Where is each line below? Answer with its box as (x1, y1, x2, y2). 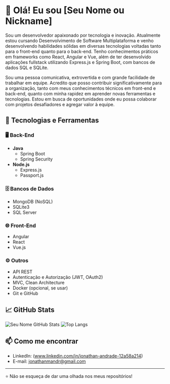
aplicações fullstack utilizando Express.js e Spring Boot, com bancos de (5, 59, 155, 65)
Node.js (12, 161, 30, 167)
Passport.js (20, 172, 44, 178)
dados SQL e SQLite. (5, 65, 49, 71)
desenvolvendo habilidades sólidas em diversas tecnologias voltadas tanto (5, 43, 161, 49)
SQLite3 (12, 204, 30, 210)
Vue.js (12, 244, 26, 250)
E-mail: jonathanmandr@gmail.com (12, 358, 86, 365)
